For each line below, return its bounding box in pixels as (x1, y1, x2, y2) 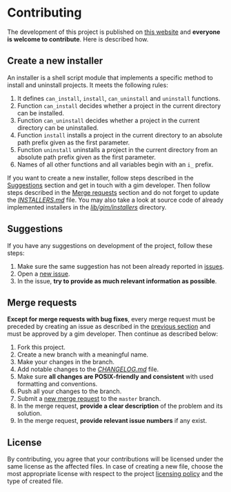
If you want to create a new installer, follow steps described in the (7, 173, 194, 182)
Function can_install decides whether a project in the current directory (17, 102, 221, 110)
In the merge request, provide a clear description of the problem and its (17, 402, 223, 410)
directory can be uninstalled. (17, 123, 99, 132)
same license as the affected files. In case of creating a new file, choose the (7, 462, 223, 471)
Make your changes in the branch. (17, 358, 115, 366)
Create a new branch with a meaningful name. (17, 350, 149, 359)
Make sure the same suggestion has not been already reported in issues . (17, 262, 225, 270)
